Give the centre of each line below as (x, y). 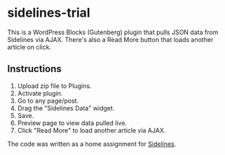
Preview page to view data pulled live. (72, 123)
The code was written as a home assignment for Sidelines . (92, 144)
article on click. (29, 47)
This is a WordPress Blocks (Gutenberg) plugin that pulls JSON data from (113, 32)
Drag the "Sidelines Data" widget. (66, 108)
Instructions (34, 69)
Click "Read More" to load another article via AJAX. (91, 130)
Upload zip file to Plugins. (54, 86)
